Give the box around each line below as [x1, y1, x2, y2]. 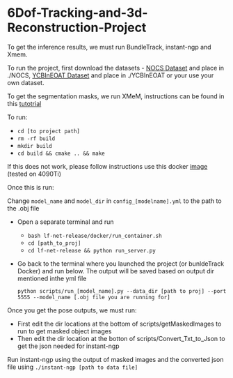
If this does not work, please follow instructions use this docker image [7, 162, 208, 170]
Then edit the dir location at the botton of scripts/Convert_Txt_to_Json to [17, 334, 225, 342]
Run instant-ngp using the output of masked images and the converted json [7, 355, 224, 363]
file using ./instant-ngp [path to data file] [7, 363, 138, 371]
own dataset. [7, 78, 45, 86]
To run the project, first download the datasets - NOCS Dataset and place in [7, 63, 225, 72]
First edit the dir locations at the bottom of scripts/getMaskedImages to [17, 319, 222, 328]
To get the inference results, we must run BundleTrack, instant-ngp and [7, 43, 211, 51]
